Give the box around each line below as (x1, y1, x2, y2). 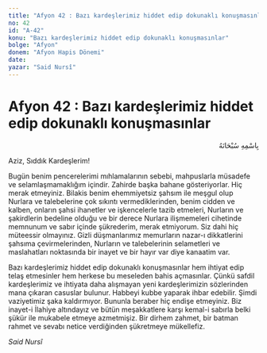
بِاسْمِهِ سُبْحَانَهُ (218, 140, 259, 150)
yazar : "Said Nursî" (8, 63, 77, 71)
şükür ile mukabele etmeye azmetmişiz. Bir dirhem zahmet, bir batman (8, 313, 238, 322)
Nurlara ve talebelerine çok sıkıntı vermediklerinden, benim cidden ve (8, 196, 236, 206)
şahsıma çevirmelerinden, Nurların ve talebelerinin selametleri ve (8, 239, 221, 248)
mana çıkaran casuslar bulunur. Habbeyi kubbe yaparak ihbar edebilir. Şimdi (8, 287, 257, 297)
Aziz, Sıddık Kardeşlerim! (8, 155, 91, 165)
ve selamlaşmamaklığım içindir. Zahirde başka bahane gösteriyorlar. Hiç (8, 179, 242, 189)
